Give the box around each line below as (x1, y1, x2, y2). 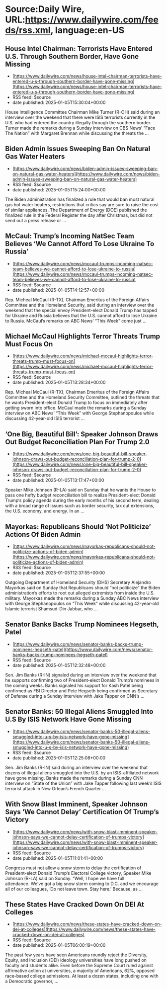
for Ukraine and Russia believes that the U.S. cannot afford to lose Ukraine (5, 312, 158, 319)
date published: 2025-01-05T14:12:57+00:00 (12, 287, 105, 293)
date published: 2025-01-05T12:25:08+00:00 (12, 754, 106, 761)
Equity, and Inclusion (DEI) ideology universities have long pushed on (5, 957, 147, 963)
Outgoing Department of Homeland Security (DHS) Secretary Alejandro (5, 579, 151, 585)
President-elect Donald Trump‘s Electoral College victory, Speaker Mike (5, 870, 152, 876)
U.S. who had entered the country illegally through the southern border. (5, 120, 152, 125)
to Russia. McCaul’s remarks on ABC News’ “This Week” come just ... (5, 318, 147, 324)
